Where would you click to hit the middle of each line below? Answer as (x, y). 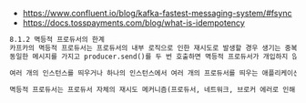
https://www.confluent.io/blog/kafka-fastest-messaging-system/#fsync (157, 13)
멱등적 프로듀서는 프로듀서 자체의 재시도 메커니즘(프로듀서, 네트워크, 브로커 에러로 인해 (153, 89)
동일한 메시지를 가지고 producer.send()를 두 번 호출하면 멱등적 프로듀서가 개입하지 (149, 57)
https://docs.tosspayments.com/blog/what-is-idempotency (134, 23)
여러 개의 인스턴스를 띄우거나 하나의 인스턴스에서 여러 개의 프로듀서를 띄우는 (134, 73)
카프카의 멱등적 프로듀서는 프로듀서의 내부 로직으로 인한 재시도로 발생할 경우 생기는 (145, 48)
